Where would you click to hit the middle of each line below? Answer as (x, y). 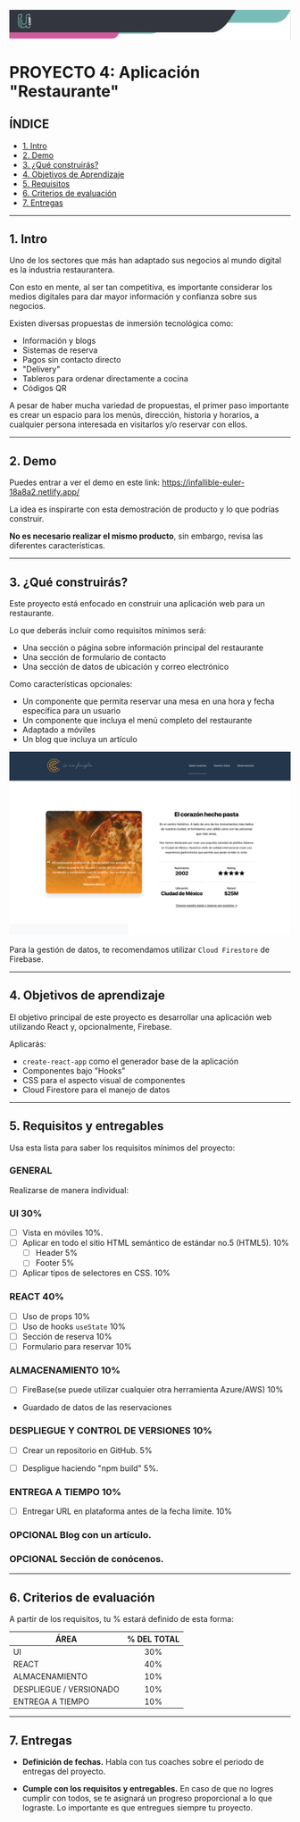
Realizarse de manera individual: (69, 1190)
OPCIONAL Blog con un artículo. (80, 1535)
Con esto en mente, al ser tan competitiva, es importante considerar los (141, 288)
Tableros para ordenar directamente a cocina (105, 379)
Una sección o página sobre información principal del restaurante (143, 648)
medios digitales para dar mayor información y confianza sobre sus (133, 297)
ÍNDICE (29, 125)
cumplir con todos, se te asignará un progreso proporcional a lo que (147, 1798)
